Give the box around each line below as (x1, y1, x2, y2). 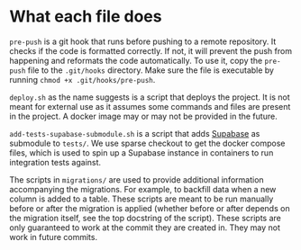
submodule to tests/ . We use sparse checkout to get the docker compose (9, 138, 286, 148)
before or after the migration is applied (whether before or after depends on (9, 202, 290, 213)
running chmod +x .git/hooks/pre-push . (9, 74, 156, 85)
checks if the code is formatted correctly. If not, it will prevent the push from (9, 45, 293, 56)
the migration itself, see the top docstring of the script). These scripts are (9, 212, 281, 223)
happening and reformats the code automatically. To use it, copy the (9, 55, 263, 66)
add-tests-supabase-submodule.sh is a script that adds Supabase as (9, 128, 260, 138)
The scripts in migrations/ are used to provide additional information (9, 174, 264, 185)
